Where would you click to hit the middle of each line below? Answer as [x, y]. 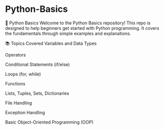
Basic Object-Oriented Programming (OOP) [49, 122]
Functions [15, 83]
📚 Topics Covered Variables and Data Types [51, 43]
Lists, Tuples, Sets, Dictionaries [37, 93]
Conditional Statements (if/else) [38, 64]
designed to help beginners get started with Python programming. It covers [82, 28]
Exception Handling [25, 112]
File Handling [19, 103]
